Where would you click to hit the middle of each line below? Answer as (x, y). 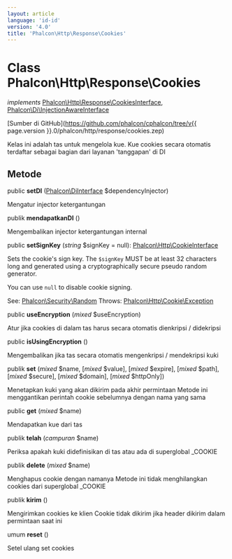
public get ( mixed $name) (44, 411)
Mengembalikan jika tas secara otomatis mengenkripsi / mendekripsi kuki (113, 355)
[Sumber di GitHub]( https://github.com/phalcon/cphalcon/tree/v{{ (102, 123)
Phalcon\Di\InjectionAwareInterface (58, 110)
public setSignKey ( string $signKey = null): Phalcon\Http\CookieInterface (113, 245)
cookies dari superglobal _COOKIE (57, 486)
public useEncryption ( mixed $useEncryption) (74, 314)
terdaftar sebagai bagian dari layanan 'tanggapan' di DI (86, 152)
